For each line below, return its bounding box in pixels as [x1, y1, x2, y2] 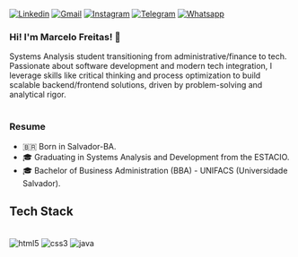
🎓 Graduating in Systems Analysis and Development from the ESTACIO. [22, 151, 290, 162]
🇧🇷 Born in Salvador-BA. [22, 141, 117, 151]
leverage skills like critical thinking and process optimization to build [9, 70, 261, 81]
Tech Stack [9, 204, 74, 219]
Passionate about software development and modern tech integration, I [9, 61, 273, 72]
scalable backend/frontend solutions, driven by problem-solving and [9, 80, 263, 90]
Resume [9, 121, 47, 133]
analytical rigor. [9, 90, 67, 100]
